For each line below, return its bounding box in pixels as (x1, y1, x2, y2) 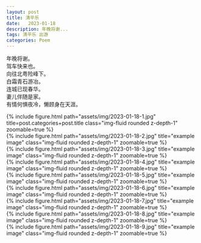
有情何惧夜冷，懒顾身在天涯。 (6, 101, 81, 107)
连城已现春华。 (6, 85, 44, 92)
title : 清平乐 (6, 15, 40, 21)
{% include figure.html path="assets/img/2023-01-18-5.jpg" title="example (6, 172, 195, 178)
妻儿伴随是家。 (6, 93, 44, 100)
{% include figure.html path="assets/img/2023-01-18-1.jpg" (6, 113, 157, 120)
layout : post (6, 9, 40, 15)
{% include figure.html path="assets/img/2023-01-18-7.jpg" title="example (6, 197, 194, 205)
